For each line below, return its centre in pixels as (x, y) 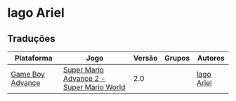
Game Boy (28, 74)
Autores (211, 58)
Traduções (32, 39)
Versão (145, 58)
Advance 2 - (84, 78)
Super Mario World (94, 87)
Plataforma (33, 58)
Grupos (177, 58)
